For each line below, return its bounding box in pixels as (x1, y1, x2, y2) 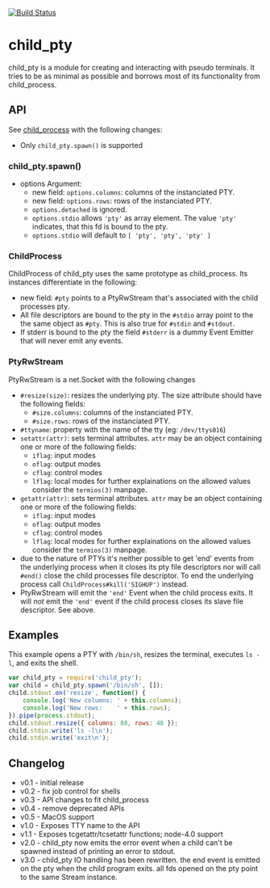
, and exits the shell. (11, 659, 79, 668)
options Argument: (19, 179, 82, 189)
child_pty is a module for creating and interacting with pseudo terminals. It (8, 62, 255, 72)
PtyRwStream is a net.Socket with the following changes (8, 374, 196, 384)
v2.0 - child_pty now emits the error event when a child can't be (19, 838, 234, 848)
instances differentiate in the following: (8, 277, 138, 287)
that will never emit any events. (19, 336, 123, 346)
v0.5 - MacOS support (19, 812, 95, 822)
